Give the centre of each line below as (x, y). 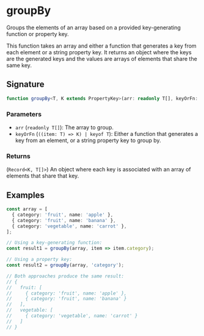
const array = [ (27, 209)
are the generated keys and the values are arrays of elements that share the (102, 59)
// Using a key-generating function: (54, 243)
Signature (25, 84)
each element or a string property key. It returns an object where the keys (99, 52)
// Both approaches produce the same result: (65, 276)
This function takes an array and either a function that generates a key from (101, 46)
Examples (25, 195)
